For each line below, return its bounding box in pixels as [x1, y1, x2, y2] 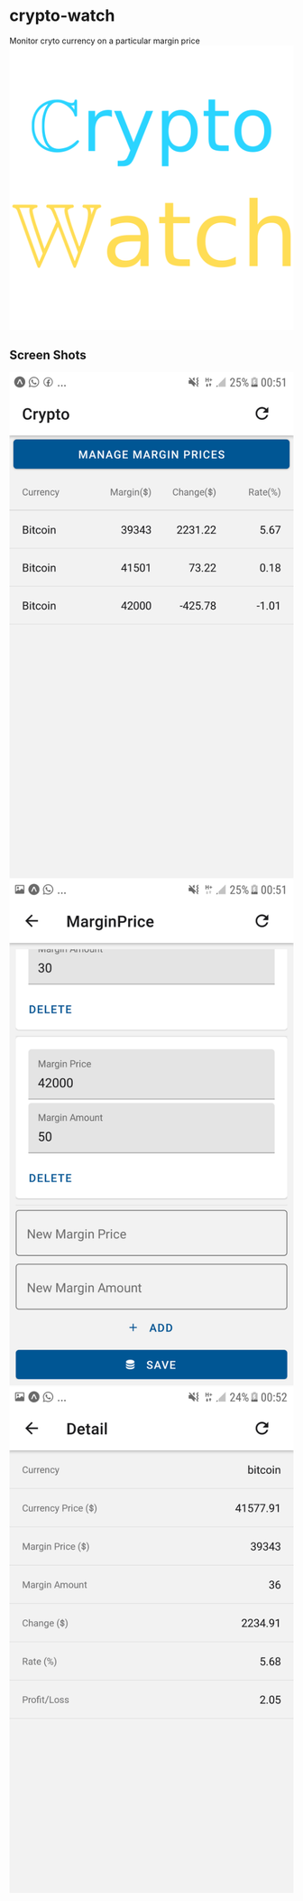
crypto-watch [9, 5, 115, 26]
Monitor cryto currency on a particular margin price [9, 35, 200, 46]
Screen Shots [9, 348, 87, 363]
